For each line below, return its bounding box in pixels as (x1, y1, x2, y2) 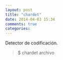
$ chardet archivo (17, 50, 54, 56)
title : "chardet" (5, 12, 42, 17)
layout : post (5, 7, 33, 13)
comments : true (5, 21, 37, 27)
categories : (5, 26, 30, 31)
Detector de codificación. (5, 40, 58, 46)
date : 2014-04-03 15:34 (5, 17, 55, 22)
